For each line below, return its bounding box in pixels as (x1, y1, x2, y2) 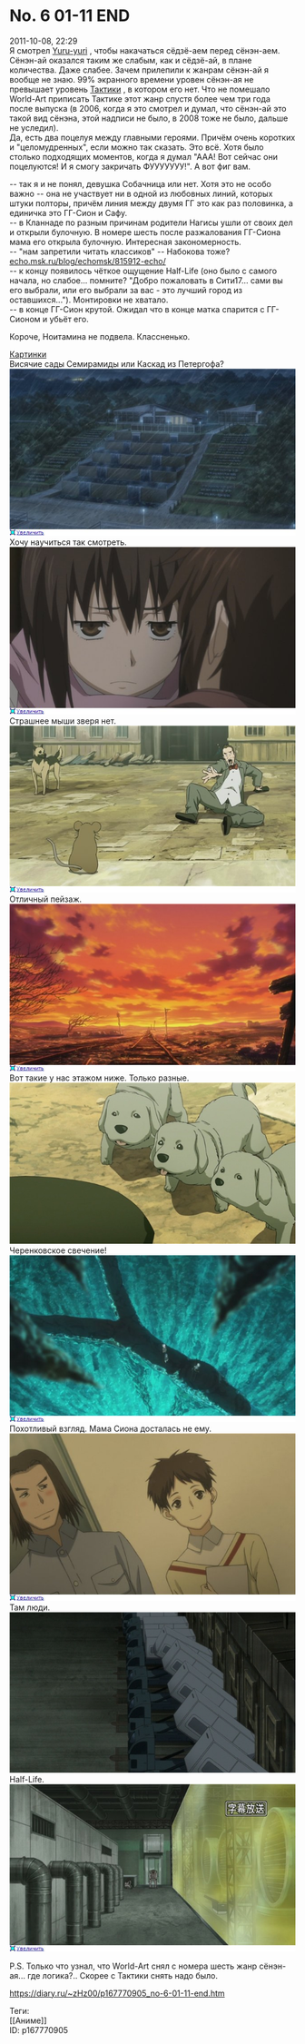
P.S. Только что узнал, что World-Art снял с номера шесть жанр (9, 1960, 258, 1971)
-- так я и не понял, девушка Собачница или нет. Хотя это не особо (9, 178, 272, 189)
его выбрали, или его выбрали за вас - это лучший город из (9, 284, 243, 295)
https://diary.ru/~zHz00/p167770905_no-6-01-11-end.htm (9, 1988, 225, 1999)
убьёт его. (49, 313, 89, 324)
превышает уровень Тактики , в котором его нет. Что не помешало (9, 84, 271, 94)
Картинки (9, 349, 47, 360)
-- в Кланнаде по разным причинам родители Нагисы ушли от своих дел (9, 217, 293, 228)
